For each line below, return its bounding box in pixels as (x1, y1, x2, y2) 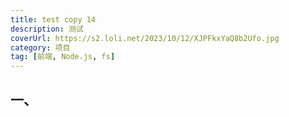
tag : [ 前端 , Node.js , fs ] (10, 52, 116, 62)
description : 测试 (10, 24, 84, 34)
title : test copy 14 (10, 14, 97, 25)
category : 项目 (10, 42, 71, 53)
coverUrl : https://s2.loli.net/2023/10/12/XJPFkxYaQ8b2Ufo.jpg (10, 33, 280, 43)
